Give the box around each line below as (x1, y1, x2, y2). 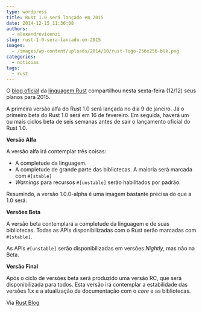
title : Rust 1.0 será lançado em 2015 (6, 14, 104, 21)
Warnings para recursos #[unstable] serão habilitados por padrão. (14, 179, 181, 186)
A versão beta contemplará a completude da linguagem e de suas (6, 220, 170, 228)
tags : (6, 65, 20, 71)
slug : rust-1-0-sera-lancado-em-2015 (6, 37, 101, 43)
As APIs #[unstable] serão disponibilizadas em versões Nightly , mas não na (6, 245, 195, 252)
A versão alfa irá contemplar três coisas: (6, 148, 107, 155)
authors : (6, 25, 28, 32)
